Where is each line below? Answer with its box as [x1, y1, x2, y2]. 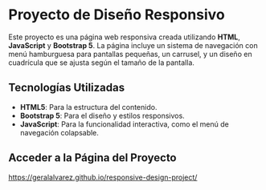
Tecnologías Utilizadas [8, 81, 125, 95]
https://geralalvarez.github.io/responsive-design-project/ [8, 172, 198, 182]
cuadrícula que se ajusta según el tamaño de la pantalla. [8, 58, 195, 67]
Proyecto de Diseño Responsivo [8, 6, 225, 24]
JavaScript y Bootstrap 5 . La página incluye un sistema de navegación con [8, 40, 259, 50]
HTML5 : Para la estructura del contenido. [19, 102, 158, 111]
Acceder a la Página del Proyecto [8, 151, 177, 165]
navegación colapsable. [19, 127, 99, 137]
